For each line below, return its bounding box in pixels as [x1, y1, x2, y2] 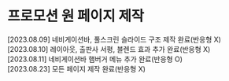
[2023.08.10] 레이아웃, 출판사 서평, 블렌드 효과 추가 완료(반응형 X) [7, 44, 211, 53]
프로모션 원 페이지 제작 [7, 7, 145, 25]
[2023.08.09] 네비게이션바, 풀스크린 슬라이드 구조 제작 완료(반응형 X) [7, 35, 222, 44]
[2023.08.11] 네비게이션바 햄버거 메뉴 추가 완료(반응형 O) [7, 54, 183, 64]
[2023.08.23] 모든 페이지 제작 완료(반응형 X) [7, 64, 146, 73]
